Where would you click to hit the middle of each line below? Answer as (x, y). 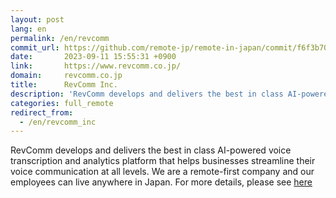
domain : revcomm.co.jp (66, 76)
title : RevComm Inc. (64, 85)
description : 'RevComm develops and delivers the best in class (147, 94)
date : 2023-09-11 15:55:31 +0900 (93, 57)
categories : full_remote (62, 103)
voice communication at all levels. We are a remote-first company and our (162, 172)
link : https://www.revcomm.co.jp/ (96, 66)
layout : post (37, 19)
